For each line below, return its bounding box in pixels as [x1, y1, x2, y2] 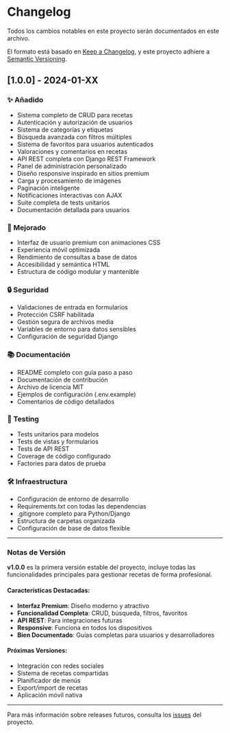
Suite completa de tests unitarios [16, 198, 110, 207]
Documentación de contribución [16, 375, 108, 384]
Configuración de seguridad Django [16, 332, 118, 340]
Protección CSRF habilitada [16, 310, 94, 319]
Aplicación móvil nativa [16, 690, 83, 699]
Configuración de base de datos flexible [16, 524, 130, 533]
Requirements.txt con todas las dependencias [16, 502, 146, 511]
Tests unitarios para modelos [16, 430, 99, 438]
